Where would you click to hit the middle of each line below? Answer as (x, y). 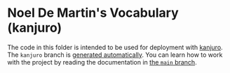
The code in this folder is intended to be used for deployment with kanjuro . (115, 47)
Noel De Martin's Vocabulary (93, 13)
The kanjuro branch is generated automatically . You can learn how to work (115, 55)
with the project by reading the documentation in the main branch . (102, 62)
